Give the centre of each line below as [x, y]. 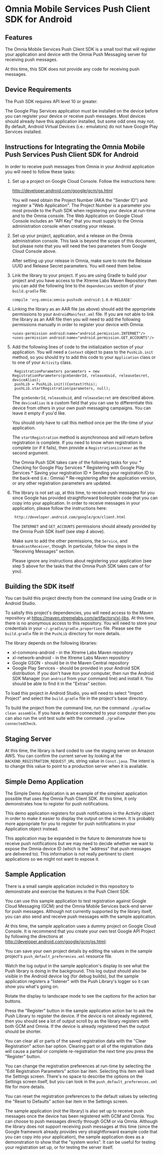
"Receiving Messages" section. [44, 551]
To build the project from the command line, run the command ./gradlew [78, 708]
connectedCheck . [21, 723]
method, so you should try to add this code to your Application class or [84, 357]
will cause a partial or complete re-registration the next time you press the [79, 1051]
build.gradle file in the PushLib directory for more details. [63, 634]
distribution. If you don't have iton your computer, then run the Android [83, 673]
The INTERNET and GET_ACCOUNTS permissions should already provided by [84, 526]
